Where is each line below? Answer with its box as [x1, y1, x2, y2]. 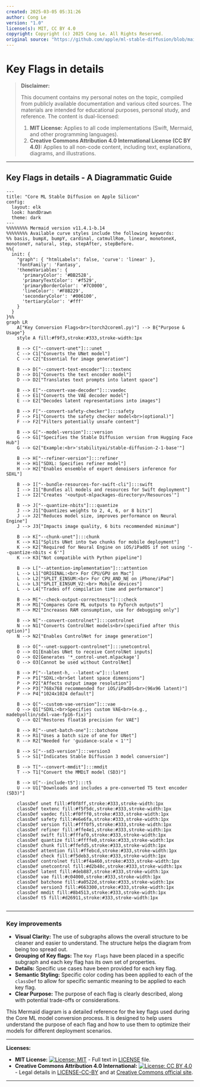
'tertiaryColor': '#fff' [21, 298, 84, 304]
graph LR [6, 319, 28, 325]
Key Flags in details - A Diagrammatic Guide [6, 173, 173, 183]
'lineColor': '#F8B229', [21, 288, 84, 294]
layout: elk [11, 204, 42, 210]
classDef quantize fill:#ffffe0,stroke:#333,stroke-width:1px [17, 837, 174, 843]
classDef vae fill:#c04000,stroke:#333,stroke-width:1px [17, 874, 161, 880]
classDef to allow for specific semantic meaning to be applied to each [14, 978, 186, 985]
